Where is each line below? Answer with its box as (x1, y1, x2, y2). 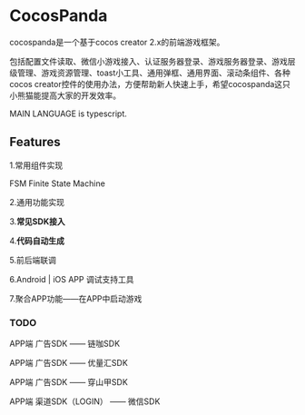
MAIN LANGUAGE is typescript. (9, 108, 127, 119)
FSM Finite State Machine (9, 178, 106, 189)
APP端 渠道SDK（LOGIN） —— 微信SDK (9, 396, 161, 407)
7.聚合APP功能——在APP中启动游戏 (9, 292, 143, 304)
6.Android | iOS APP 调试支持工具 (9, 273, 134, 284)
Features (9, 134, 61, 150)
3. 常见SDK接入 (9, 215, 65, 227)
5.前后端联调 (9, 254, 56, 265)
